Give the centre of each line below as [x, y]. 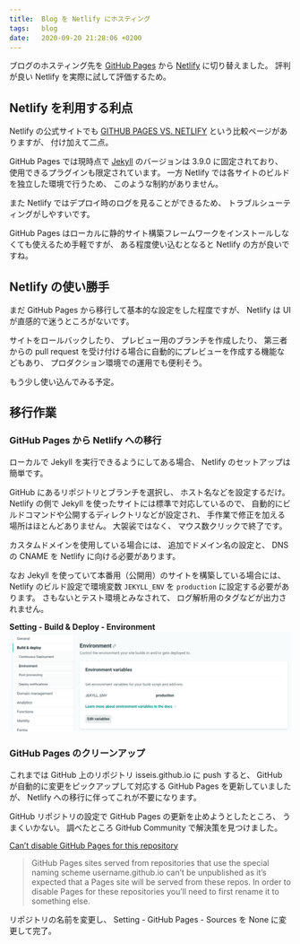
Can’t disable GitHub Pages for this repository [94, 845]
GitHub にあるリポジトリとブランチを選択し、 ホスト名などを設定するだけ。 [150, 492]
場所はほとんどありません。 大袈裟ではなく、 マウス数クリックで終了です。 [148, 526]
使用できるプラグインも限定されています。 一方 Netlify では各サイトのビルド [150, 173]
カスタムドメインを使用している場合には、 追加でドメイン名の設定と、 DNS [149, 545]
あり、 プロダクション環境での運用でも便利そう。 [116, 363]
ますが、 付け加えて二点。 [65, 143]
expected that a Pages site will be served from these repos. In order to [161, 882]
